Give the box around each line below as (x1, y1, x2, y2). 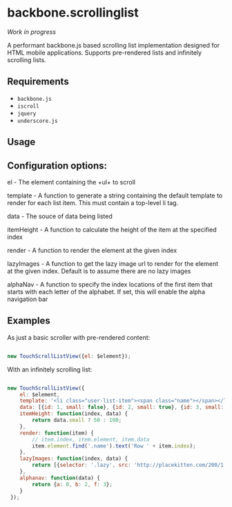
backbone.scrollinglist (7, 5, 139, 21)
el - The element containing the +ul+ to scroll (7, 178, 136, 186)
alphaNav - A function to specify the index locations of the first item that (7, 280, 213, 288)
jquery (17, 110, 37, 117)
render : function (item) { (19, 430, 95, 437)
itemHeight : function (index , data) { (19, 410, 128, 417)
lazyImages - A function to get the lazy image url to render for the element (7, 259, 219, 267)
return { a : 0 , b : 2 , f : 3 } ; (32, 481, 113, 488)
